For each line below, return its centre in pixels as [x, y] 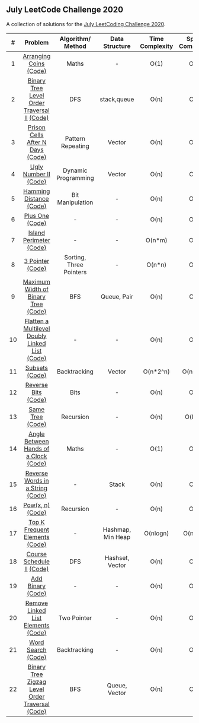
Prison [36, 127]
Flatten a [37, 321]
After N [36, 142]
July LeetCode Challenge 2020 [65, 10]
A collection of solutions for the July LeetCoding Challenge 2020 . [86, 24]
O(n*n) [157, 265]
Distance [37, 198]
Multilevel [37, 328]
